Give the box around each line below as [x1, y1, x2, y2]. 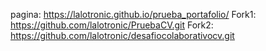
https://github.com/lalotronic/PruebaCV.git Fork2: [10, 19, 214, 31]
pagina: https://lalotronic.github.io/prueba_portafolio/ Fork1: [10, 9, 257, 20]
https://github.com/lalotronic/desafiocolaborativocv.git [10, 30, 235, 41]
